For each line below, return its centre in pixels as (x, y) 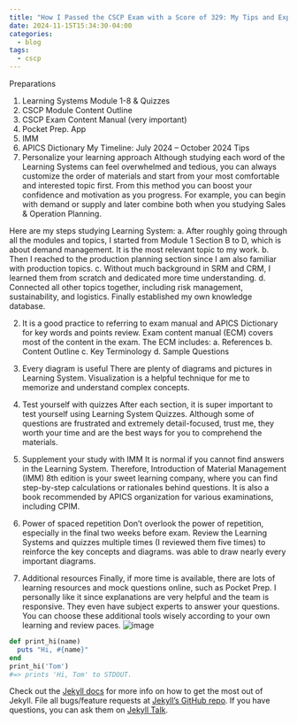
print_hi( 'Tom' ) (39, 666)
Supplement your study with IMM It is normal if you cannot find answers (153, 459)
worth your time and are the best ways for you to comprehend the (142, 433)
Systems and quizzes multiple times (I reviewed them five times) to (144, 542)
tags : (19, 50)
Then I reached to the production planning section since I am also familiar (143, 259)
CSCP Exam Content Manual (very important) (104, 119)
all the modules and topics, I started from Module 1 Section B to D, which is (145, 240)
